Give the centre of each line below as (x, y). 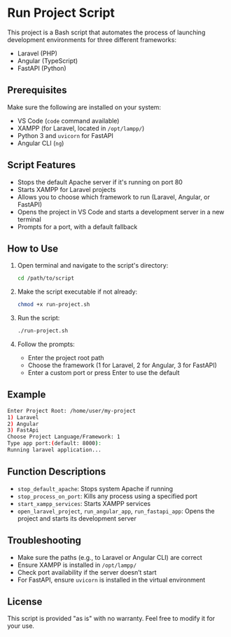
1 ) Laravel (23, 417)
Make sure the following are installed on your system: (84, 107)
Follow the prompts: (46, 344)
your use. (21, 626)
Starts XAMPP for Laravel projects (66, 189)
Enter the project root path (66, 358)
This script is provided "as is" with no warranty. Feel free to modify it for (111, 619)
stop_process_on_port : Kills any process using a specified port (107, 496)
